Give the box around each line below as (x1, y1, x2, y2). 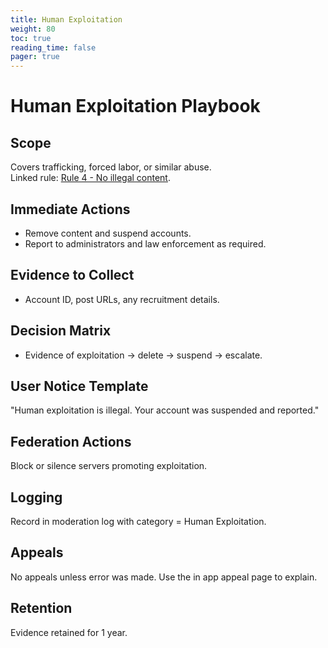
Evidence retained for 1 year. (10, 626, 128, 638)
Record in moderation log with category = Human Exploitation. (10, 516, 267, 527)
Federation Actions (10, 433, 132, 450)
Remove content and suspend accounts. (24, 227, 192, 239)
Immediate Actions (10, 201, 131, 218)
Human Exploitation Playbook (10, 95, 261, 118)
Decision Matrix (10, 322, 112, 340)
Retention (10, 600, 73, 617)
